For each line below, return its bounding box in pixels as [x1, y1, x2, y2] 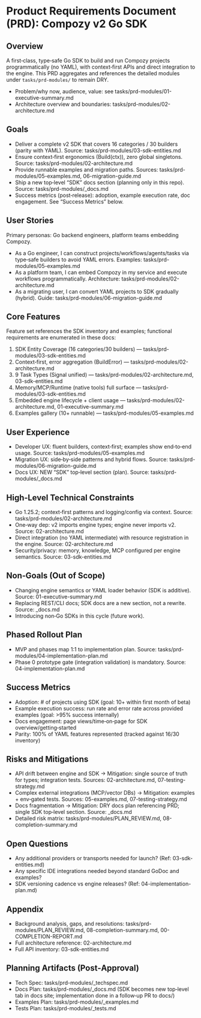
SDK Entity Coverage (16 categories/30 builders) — [14, 346, 142, 353]
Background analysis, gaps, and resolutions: [14, 920, 125, 927]
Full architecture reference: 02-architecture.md [14, 939, 132, 946]
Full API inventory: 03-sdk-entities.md [14, 945, 109, 952]
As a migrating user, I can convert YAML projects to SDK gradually [14, 288, 179, 295]
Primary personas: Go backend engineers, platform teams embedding [6, 231, 179, 238]
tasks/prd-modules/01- [115, 88, 172, 95]
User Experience [6, 427, 70, 437]
